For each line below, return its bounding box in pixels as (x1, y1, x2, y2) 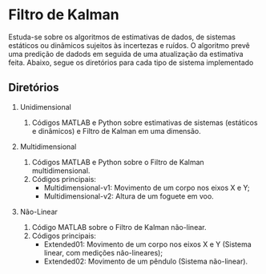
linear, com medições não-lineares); (43, 248, 163, 257)
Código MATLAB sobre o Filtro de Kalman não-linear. (31, 222, 207, 232)
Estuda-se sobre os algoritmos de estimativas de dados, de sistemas (8, 32, 236, 42)
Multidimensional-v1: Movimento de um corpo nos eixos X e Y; (43, 183, 250, 192)
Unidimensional (19, 102, 72, 111)
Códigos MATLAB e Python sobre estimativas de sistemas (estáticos (31, 118, 258, 127)
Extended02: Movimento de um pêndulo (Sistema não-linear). (43, 256, 248, 266)
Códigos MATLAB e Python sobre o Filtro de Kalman (31, 157, 204, 167)
